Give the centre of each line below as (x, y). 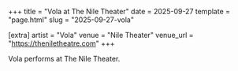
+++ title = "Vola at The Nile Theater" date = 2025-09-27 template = (119, 11)
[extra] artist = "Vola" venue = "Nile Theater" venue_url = (101, 35)
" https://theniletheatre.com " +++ (62, 43)
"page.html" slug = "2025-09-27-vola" (71, 20)
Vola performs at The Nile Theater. (64, 59)
